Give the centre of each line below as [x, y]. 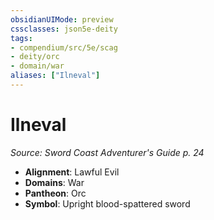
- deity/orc [35, 57]
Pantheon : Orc [55, 193]
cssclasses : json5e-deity [64, 29]
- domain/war [37, 66]
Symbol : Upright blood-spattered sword [107, 203]
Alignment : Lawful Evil [72, 172]
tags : [21, 38]
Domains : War [54, 182]
